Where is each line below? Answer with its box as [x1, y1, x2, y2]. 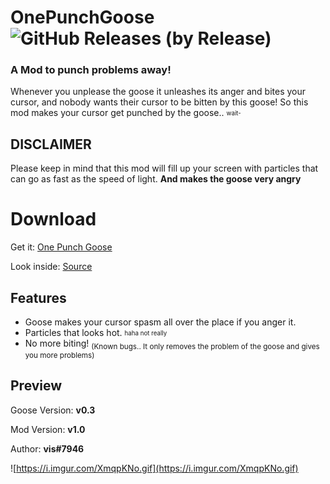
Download [10, 208, 97, 231]
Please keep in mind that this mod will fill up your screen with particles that [10, 162, 319, 175]
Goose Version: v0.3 [10, 404, 96, 416]
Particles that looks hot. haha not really [24, 327, 168, 339]
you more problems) [24, 350, 95, 360]
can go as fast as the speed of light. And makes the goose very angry [10, 173, 302, 185]
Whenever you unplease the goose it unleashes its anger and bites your [10, 86, 307, 98]
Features [10, 289, 67, 306]
